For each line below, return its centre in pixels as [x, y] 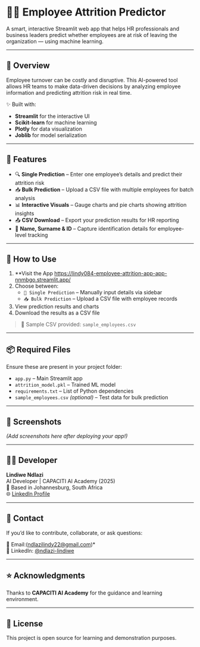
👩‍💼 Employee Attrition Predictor [86, 12]
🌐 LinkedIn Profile [28, 493]
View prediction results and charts [57, 307]
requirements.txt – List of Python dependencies [74, 391]
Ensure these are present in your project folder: [64, 367]
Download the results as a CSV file [57, 313]
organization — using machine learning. [55, 41]
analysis [25, 198]
